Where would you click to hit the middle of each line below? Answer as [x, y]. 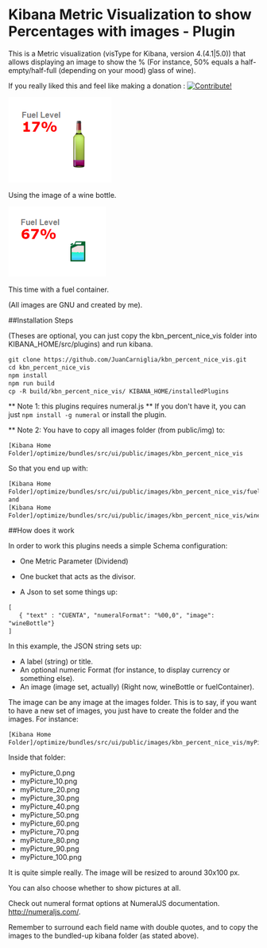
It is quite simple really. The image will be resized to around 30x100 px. [124, 873]
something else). [47, 678]
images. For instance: [43, 719]
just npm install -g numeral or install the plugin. [87, 414]
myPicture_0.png [47, 772]
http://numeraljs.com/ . [44, 911]
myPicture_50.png [49, 815]
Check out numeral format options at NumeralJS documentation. [114, 903]
